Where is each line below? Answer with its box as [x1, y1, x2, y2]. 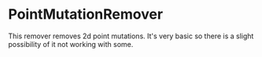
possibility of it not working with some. [8, 39, 134, 48]
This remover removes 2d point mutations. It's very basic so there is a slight [8, 31, 254, 41]
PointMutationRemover [8, 5, 164, 23]
